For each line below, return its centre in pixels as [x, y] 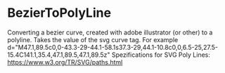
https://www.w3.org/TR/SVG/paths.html [65, 62]
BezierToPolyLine [59, 13]
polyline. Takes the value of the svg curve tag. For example [93, 39]
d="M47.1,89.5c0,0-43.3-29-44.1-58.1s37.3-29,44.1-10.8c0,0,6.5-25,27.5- [112, 47]
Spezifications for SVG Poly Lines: [161, 55]
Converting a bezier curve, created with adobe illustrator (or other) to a [110, 32]
